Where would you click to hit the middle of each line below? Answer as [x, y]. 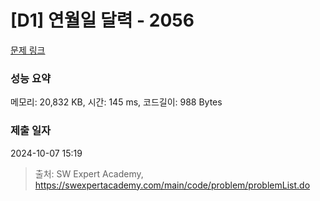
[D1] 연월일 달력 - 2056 [102, 20]
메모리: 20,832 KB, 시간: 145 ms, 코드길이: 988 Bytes [116, 102]
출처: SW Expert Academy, [89, 173]
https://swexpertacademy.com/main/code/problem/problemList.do [172, 185]
